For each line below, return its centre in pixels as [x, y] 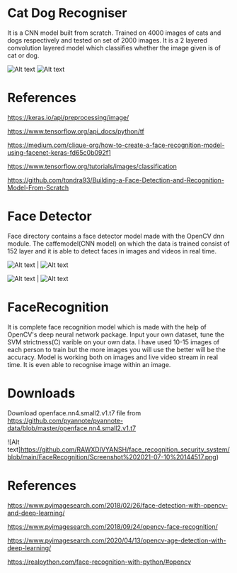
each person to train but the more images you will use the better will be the [117, 349]
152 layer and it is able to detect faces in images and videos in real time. [112, 251]
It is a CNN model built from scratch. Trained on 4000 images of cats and [114, 33]
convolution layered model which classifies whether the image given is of [114, 48]
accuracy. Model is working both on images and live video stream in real [112, 357]
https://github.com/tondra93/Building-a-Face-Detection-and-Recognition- [116, 180]
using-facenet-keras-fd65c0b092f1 [59, 152]
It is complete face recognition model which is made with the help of [107, 327]
